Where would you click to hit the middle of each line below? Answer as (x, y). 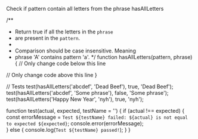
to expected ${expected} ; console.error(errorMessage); (75, 123)
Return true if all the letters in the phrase (64, 32)
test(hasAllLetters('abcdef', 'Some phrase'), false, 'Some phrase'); (87, 93)
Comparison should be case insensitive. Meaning (75, 51)
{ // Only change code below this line (60, 63)
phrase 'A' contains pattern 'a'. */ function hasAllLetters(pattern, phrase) (103, 57)
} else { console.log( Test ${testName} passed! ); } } (69, 130)
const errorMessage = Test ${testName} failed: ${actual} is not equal (97, 117)
